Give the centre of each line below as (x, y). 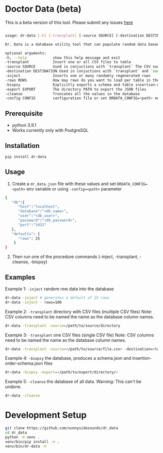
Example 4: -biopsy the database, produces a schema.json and (68, 358)
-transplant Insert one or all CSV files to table (68, 62)
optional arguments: (26, 53)
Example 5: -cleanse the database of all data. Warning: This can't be (73, 382)
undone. (13, 387)
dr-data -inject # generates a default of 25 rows (57, 297)
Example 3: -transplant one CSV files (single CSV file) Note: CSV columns (80, 335)
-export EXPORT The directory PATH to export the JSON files (76, 89)
